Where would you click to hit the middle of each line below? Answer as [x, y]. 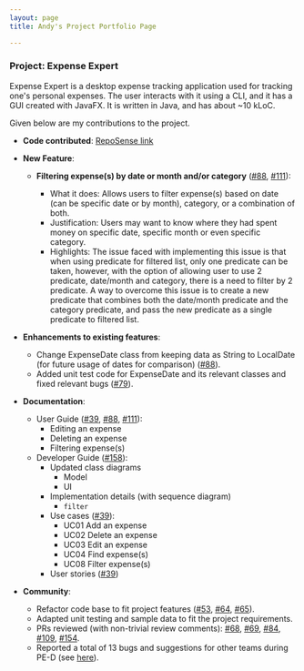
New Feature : [48, 158]
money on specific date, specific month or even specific [155, 232]
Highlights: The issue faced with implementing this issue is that [168, 251]
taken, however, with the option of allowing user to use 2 [156, 270]
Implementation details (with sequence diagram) [141, 496]
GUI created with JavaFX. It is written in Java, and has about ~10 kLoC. [142, 105]
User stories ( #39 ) [84, 574]
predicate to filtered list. [94, 319]
